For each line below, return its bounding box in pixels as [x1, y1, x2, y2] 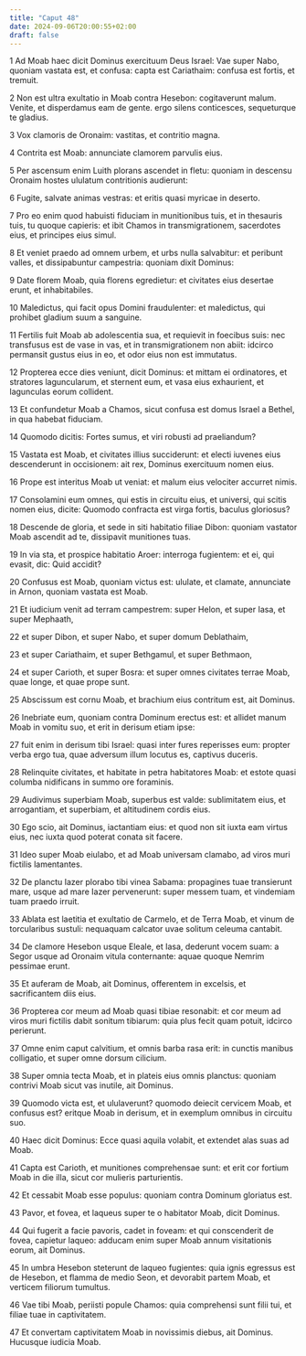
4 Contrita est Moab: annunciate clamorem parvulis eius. [9, 147, 223, 158]
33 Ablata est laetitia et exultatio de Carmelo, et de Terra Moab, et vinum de [9, 913, 295, 924]
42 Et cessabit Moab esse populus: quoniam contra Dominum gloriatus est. [9, 1190, 292, 1201]
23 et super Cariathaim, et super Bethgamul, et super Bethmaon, [9, 649, 253, 660]
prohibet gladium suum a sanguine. [9, 312, 142, 323]
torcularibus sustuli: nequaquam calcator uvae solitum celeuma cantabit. [9, 924, 283, 934]
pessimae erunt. [9, 961, 70, 972]
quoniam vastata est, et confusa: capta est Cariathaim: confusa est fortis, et [9, 65, 295, 76]
